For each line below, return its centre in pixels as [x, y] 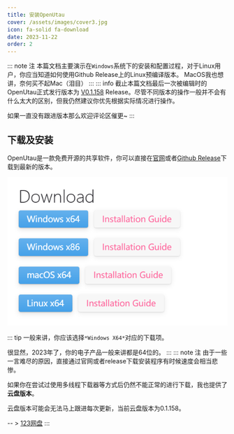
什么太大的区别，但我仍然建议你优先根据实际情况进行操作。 [93, 101]
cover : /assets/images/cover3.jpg [58, 22]
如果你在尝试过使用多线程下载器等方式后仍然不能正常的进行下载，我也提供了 [117, 384]
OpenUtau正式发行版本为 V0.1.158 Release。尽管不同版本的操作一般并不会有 [117, 92]
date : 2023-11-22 [32, 37]
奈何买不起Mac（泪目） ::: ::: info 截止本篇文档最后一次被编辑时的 [113, 83]
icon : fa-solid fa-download [48, 29]
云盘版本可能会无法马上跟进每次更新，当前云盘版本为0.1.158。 [96, 408]
